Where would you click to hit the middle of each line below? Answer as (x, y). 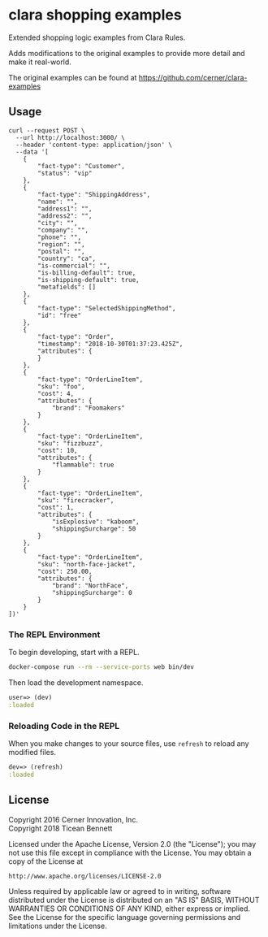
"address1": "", (65, 209)
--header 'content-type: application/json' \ (94, 145)
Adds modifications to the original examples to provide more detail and (127, 53)
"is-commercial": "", (74, 266)
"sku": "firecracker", (76, 500)
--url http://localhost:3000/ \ (71, 137)
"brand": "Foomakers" (89, 408)
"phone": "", (60, 237)
